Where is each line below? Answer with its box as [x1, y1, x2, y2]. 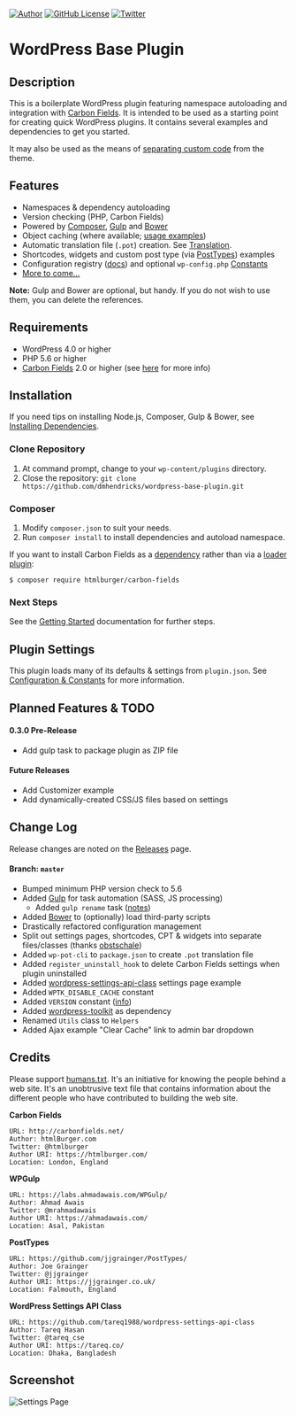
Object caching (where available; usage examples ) [21, 230, 207, 241]
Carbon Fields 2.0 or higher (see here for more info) [21, 362, 211, 373]
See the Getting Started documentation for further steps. [9, 616, 216, 627]
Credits [9, 1050, 51, 1065]
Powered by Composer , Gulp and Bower [21, 221, 169, 231]
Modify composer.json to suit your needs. [21, 522, 172, 533]
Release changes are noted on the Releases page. [9, 843, 192, 854]
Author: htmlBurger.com [9, 1134, 97, 1143]
